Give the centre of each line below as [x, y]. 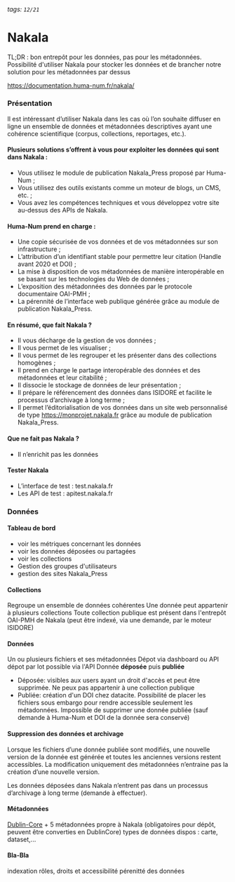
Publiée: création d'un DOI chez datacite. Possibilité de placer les [112, 695]
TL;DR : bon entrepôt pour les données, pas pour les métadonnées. [105, 57]
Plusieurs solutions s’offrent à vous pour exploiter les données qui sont [113, 149]
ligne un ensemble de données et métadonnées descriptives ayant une [110, 126]
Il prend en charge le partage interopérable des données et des [109, 370]
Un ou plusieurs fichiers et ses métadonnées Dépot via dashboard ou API [113, 660]
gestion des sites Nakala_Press [62, 573]
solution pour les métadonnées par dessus [69, 72]
